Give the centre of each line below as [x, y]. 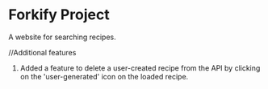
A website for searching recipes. [63, 37]
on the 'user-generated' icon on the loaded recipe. [104, 76]
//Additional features [42, 52]
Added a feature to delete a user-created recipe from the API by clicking [140, 68]
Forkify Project [59, 15]
